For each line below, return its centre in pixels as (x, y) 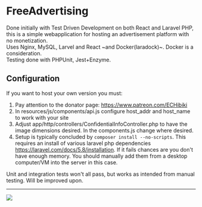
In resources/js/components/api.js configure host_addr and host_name (103, 111)
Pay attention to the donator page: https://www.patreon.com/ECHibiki (101, 105)
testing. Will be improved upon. (45, 180)
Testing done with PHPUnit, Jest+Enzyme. (59, 60)
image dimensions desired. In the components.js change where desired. (104, 130)
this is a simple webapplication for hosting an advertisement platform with (98, 34)
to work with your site (42, 117)
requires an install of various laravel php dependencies (83, 143)
